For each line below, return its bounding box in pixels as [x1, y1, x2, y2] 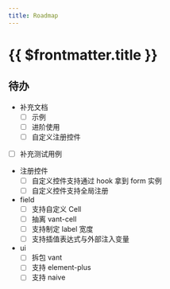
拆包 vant [31, 252, 63, 263]
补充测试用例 [19, 149, 62, 158]
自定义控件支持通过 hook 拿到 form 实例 [31, 176, 162, 186]
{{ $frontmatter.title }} [8, 45, 158, 64]
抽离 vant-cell [31, 214, 77, 224]
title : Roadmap [8, 11, 59, 20]
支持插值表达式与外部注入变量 [31, 234, 129, 244]
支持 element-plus [31, 263, 91, 272]
